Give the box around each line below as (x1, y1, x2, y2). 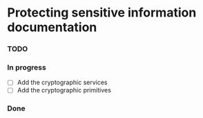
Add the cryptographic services (17, 78, 108, 87)
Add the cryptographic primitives (17, 86, 112, 95)
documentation (7, 19, 97, 35)
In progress (7, 63, 46, 72)
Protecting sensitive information (7, 5, 197, 21)
